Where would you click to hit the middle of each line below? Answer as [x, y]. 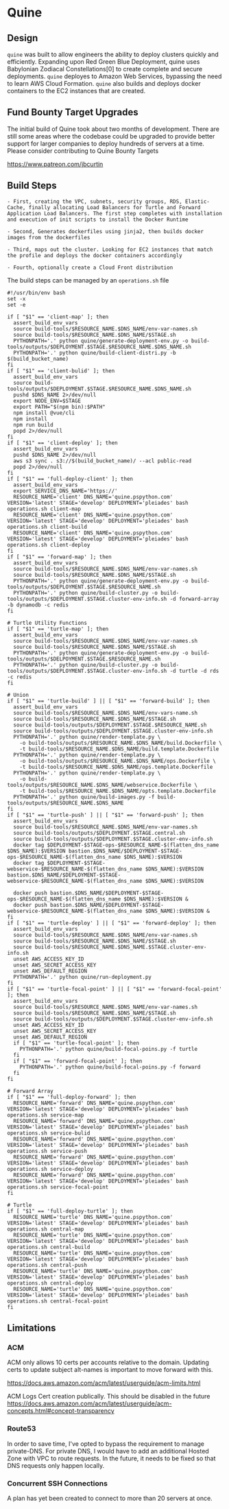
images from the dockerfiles [49, 237]
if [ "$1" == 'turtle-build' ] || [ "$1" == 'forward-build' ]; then [109, 701]
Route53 [22, 1429]
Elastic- [197, 201]
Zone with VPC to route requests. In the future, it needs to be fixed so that [111, 1458]
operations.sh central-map [46, 1229]
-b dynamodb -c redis [38, 605]
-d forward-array [194, 599]
